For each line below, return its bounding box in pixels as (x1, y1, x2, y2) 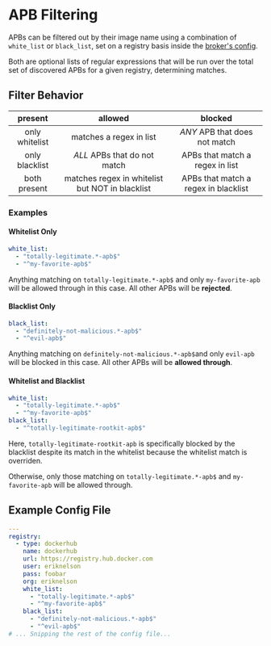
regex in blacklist (184, 182, 248, 194)
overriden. (8, 455, 43, 465)
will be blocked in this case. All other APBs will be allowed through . (8, 358, 233, 367)
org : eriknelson (23, 577, 78, 585)
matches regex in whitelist (64, 172, 164, 183)
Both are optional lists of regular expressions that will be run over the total (8, 57, 254, 66)
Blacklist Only (8, 301, 56, 312)
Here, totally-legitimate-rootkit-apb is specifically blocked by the (8, 438, 236, 448)
